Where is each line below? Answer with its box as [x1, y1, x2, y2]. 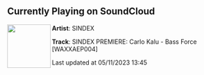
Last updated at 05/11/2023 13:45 [51, 58, 148, 67]
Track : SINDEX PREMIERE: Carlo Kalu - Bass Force [51, 37, 198, 46]
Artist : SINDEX [51, 24, 95, 32]
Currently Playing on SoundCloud [7, 6, 155, 17]
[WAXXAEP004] [51, 44, 99, 53]
